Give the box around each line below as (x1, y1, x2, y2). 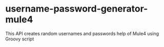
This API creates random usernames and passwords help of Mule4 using (5, 30, 159, 36)
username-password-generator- (5, 3, 148, 15)
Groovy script (5, 36, 34, 42)
